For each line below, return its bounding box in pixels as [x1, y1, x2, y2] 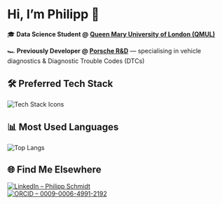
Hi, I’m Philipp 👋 [7, 6, 100, 22]
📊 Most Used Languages [7, 121, 119, 133]
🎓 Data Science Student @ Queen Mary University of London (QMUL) [7, 29, 216, 38]
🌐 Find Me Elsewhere [7, 163, 102, 175]
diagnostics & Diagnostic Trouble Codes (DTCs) [7, 56, 145, 65]
